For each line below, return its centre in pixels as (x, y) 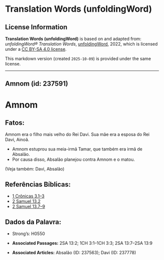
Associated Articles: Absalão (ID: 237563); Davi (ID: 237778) (74, 253)
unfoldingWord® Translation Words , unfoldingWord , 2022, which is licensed (81, 44)
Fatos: (15, 122)
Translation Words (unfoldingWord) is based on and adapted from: (73, 39)
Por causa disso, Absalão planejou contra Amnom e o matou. (73, 159)
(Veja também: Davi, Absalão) (35, 169)
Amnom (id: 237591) (37, 84)
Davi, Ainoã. (17, 140)
